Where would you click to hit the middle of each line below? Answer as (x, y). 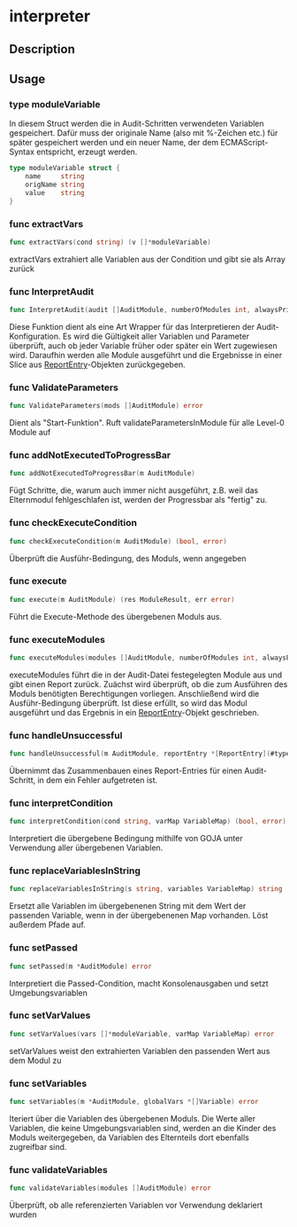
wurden (23, 1215)
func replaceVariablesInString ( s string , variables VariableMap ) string (146, 889)
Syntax (22, 152)
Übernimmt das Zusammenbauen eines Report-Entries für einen (126, 771)
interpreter (50, 16)
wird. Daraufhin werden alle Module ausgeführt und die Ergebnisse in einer (146, 355)
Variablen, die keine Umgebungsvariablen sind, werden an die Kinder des (143, 1128)
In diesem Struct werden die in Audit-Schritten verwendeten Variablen (137, 124)
